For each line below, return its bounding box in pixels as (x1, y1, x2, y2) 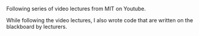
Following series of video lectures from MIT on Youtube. (6, 5, 146, 12)
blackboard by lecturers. (6, 23, 68, 30)
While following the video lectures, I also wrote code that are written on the (6, 17, 194, 23)
